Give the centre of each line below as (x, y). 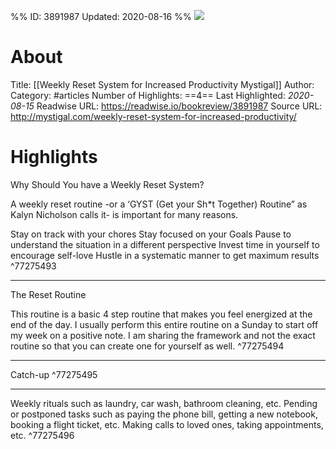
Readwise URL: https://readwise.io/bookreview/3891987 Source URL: (179, 106)
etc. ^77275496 (42, 435)
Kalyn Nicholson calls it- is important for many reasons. (124, 214)
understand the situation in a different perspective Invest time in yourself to (165, 244)
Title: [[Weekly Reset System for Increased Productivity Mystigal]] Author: (162, 84)
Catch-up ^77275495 (54, 374)
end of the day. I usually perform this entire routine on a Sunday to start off (164, 324)
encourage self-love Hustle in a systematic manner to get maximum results (165, 255)
